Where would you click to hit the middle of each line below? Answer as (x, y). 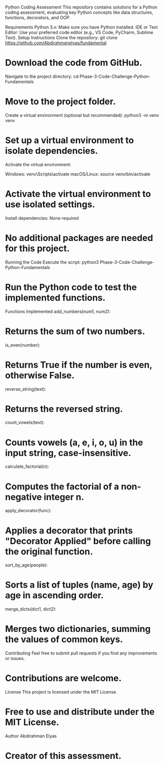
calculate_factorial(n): (27, 467)
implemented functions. (55, 297)
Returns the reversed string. (64, 409)
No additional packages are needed (79, 238)
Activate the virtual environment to (78, 194)
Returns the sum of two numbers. (75, 331)
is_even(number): (23, 345)
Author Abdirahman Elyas (31, 736)
